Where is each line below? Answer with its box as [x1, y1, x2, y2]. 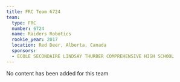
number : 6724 [11, 25, 45, 32]
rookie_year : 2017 [11, 37, 59, 42]
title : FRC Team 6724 [6, 8, 61, 15]
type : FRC [11, 20, 36, 26]
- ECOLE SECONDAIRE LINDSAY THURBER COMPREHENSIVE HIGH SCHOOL [11, 53, 174, 59]
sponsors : [11, 48, 36, 54]
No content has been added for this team [6, 69, 109, 77]
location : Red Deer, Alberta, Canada [11, 42, 107, 48]
